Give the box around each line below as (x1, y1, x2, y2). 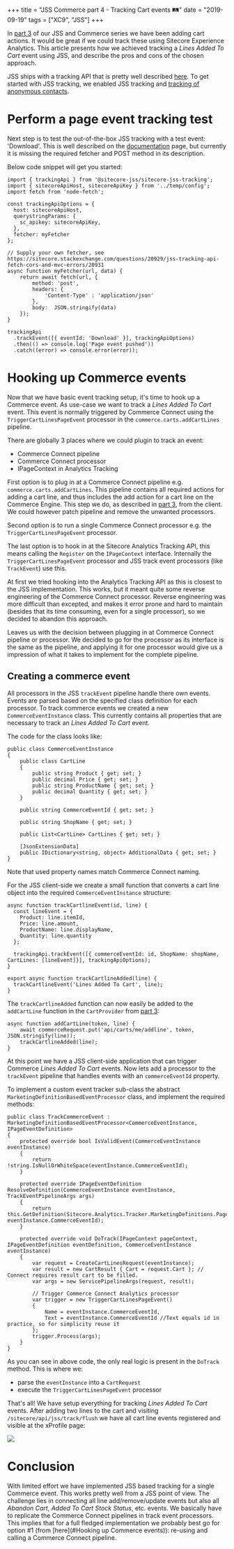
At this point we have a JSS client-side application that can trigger (7, 1057, 197, 1065)
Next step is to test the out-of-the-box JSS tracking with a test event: (7, 134, 205, 143)
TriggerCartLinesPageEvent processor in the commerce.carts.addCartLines (7, 415, 220, 423)
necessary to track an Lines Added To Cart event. (7, 718, 150, 726)
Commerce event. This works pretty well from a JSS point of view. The (7, 1489, 210, 1497)
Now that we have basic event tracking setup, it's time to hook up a (7, 393, 201, 401)
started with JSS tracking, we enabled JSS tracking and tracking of (7, 79, 200, 88)
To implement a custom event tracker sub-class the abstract (7, 1085, 180, 1093)
